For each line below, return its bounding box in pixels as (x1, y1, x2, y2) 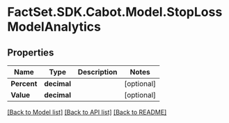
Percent (10, 79, 38, 88)
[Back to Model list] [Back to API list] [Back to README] (7, 108, 167, 116)
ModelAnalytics (7, 19, 101, 35)
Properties (7, 47, 54, 58)
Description (77, 67, 118, 76)
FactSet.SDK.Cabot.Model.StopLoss (7, 4, 223, 20)
